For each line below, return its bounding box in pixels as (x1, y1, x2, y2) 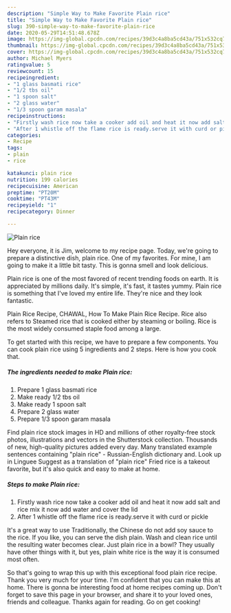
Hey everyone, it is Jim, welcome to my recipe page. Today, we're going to (7, 246, 219, 255)
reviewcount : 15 (7, 67, 54, 74)
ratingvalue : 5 (7, 61, 51, 68)
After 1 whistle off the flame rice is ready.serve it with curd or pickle (16, 512, 208, 521)
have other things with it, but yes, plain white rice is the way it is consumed (7, 548, 220, 556)
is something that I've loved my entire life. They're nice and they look (7, 289, 202, 297)
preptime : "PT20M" (7, 189, 60, 196)
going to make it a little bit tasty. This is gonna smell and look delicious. (7, 261, 208, 269)
